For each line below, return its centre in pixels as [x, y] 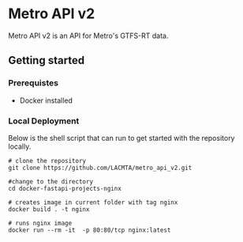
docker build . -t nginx [49, 209]
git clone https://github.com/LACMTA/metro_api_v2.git [100, 168]
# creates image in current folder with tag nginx [93, 202]
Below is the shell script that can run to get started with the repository [121, 138]
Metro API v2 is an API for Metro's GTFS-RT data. [88, 36]
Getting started [47, 60]
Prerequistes [34, 83]
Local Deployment [44, 121]
